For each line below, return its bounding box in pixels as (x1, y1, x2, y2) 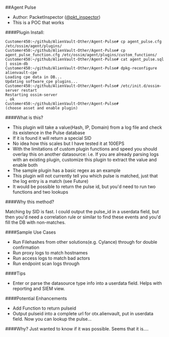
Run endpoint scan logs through (12, 260, 80, 267)
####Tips (5, 271, 26, 276)
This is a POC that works (12, 20, 64, 25)
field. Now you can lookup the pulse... (12, 316, 92, 322)
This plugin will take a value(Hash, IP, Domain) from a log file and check (12, 124, 162, 130)
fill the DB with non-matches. (5, 219, 66, 225)
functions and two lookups (12, 189, 68, 195)
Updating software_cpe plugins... (5, 79, 78, 84)
